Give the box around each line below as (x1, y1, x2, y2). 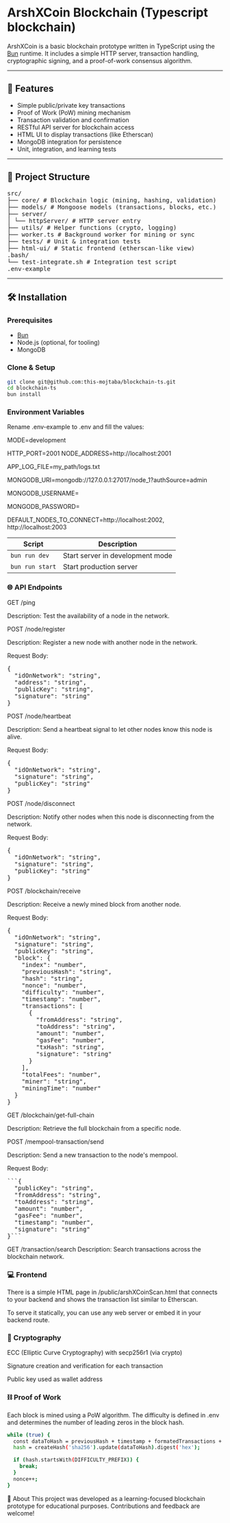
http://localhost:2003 (7, 523, 67, 531)
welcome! (7, 1509, 35, 1517)
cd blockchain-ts (7, 385, 57, 392)
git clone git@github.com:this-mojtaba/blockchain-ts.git (7, 379, 176, 385)
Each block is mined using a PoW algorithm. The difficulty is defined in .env (7, 1411, 220, 1419)
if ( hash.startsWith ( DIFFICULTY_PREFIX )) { (13, 1456, 139, 1463)
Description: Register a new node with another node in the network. (7, 638, 198, 646)
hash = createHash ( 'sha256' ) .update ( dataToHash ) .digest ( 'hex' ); (13, 1444, 201, 1451)
